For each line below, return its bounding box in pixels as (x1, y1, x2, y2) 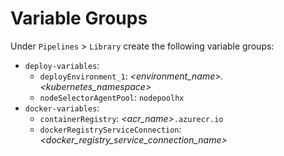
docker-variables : (24, 102, 100, 114)
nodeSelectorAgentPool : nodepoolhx (39, 91, 185, 103)
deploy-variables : (24, 59, 100, 71)
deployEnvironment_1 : (39, 70, 128, 82)
